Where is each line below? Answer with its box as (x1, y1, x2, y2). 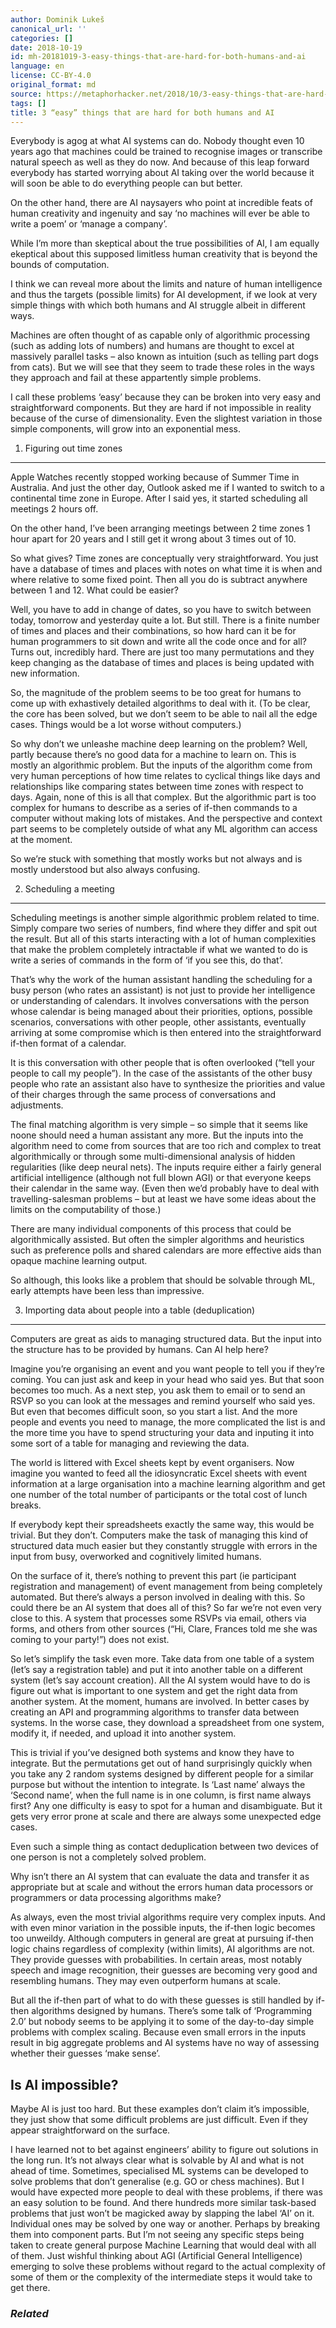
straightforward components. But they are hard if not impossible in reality (10, 402, 312, 414)
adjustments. (10, 1099, 64, 1111)
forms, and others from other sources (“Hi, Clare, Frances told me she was (10, 1623, 318, 1635)
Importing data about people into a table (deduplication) (24, 1304, 256, 1316)
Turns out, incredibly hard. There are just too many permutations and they (10, 646, 315, 658)
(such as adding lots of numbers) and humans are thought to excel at (10, 340, 295, 352)
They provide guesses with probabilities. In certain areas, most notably (10, 1954, 303, 1966)
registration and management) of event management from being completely (10, 1581, 323, 1593)
